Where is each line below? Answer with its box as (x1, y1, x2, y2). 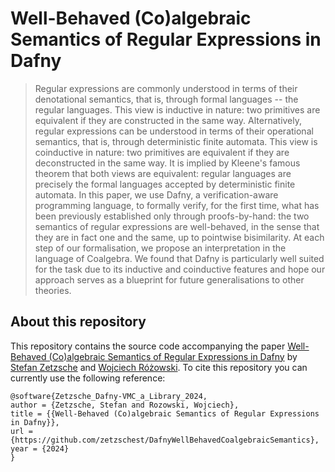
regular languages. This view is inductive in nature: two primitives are (34, 103, 321, 116)
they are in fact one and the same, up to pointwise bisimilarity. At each (34, 231, 325, 243)
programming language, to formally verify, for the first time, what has (34, 199, 320, 211)
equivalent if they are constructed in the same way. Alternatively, (34, 114, 303, 126)
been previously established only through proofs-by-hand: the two (34, 210, 310, 222)
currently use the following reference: (10, 372, 166, 384)
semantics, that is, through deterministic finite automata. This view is (34, 135, 318, 147)
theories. (34, 284, 72, 296)
